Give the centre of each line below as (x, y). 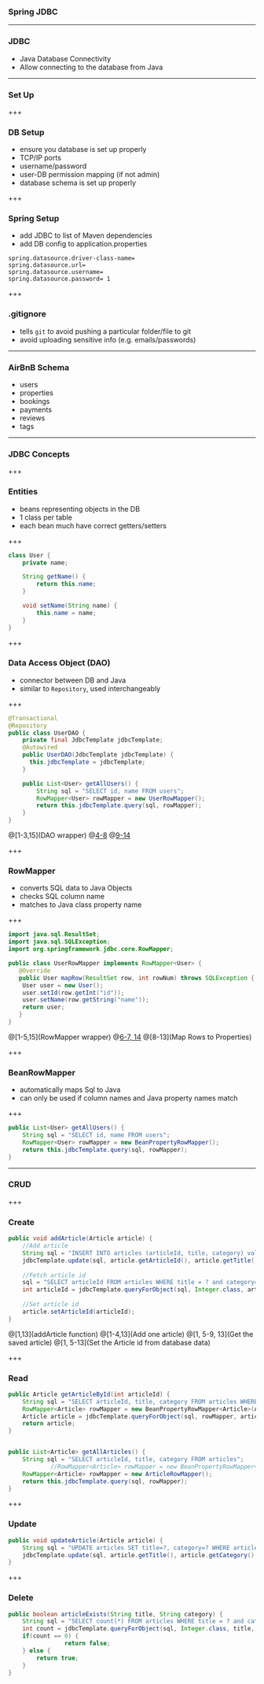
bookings (35, 402)
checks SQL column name (62, 897)
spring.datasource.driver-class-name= (71, 258)
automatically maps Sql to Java (70, 1090)
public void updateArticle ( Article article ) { (86, 1540)
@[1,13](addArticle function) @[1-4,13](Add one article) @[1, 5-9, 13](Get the (131, 1334)
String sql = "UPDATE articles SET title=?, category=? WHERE (126, 1548)
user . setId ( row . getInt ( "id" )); (73, 993)
